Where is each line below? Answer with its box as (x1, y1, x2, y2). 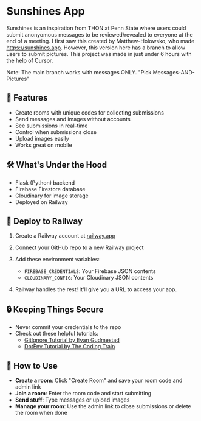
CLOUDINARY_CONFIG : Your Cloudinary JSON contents (24, 274, 154, 281)
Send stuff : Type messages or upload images (15, 396, 130, 403)
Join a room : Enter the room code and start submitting (15, 390, 152, 397)
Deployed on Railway (15, 198, 68, 205)
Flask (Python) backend (15, 179, 75, 186)
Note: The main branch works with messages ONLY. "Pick (6, 68, 152, 76)
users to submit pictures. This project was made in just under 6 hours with (6, 50, 192, 57)
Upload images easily (15, 135, 69, 142)
